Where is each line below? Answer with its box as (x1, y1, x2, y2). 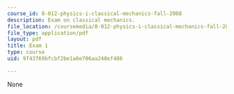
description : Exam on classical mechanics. (7, 17, 136, 23)
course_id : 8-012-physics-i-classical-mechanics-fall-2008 (7, 10, 182, 17)
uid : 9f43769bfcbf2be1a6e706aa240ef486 (7, 55, 123, 62)
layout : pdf (7, 36, 42, 43)
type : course (7, 49, 45, 56)
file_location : (7, 23, 52, 30)
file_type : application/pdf (7, 29, 89, 37)
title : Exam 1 (7, 42, 49, 49)
